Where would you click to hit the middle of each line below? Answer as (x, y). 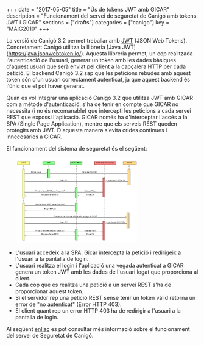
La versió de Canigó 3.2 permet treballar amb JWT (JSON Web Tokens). (97, 41)
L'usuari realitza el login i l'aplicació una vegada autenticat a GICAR (99, 265)
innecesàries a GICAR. (34, 137)
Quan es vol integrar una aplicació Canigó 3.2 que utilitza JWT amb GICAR (100, 98)
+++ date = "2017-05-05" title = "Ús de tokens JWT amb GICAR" (88, 9)
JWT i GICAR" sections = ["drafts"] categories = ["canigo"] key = (88, 22)
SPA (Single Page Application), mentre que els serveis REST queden (92, 124)
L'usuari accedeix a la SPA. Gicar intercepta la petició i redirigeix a (98, 252)
